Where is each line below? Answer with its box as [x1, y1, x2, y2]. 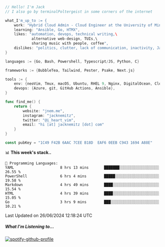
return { [14, 104, 32, 109]
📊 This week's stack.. [5, 149, 52, 155]
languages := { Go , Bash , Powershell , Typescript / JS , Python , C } [5, 59, 139, 64]
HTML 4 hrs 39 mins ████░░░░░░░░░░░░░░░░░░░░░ [5, 191, 160, 196]
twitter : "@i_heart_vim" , [23, 118, 76, 123]
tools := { [5, 77, 27, 82]
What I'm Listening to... [5, 224, 55, 230]
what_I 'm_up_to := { [5, 18, 48, 23]
